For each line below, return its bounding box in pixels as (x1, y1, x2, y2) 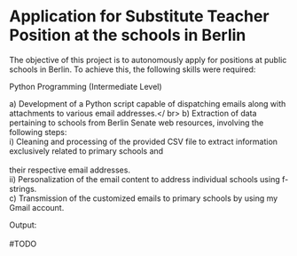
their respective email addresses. (9, 164, 131, 175)
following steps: (9, 126, 67, 137)
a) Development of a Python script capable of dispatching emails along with (9, 98, 286, 108)
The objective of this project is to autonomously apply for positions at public (9, 54, 287, 65)
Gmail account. (9, 202, 65, 212)
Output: (9, 220, 37, 230)
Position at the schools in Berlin (9, 25, 246, 45)
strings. (9, 183, 37, 194)
